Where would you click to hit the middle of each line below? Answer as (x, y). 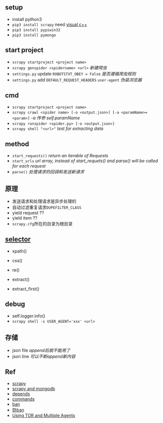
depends (21, 394)
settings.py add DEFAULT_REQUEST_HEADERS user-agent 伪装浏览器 (77, 80)
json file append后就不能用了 (41, 350)
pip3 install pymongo (34, 35)
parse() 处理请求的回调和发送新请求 (48, 172)
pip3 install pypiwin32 (36, 30)
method (17, 144)
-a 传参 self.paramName (55, 118)
